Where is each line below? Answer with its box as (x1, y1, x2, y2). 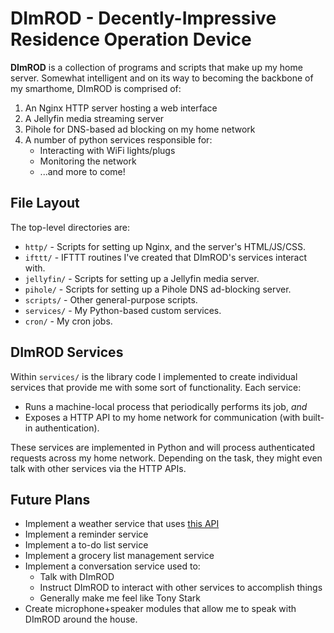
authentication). (34, 422, 100, 434)
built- (302, 411, 325, 423)
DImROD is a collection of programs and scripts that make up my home (10, 61, 303, 73)
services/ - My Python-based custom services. (24, 304, 222, 316)
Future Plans (10, 491, 91, 508)
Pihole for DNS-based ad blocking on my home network (24, 123, 256, 135)
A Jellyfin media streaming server (24, 112, 165, 124)
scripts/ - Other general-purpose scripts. (24, 293, 198, 306)
